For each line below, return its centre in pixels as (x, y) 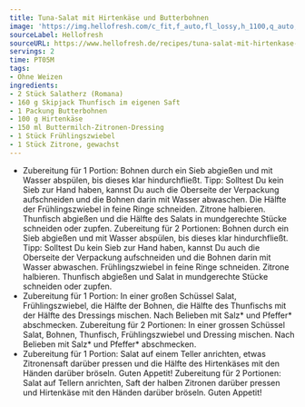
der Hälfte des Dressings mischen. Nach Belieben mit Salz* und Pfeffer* (157, 315)
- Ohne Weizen (36, 77)
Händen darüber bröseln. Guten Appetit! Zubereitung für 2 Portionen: (152, 372)
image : (22, 26)
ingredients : (34, 85)
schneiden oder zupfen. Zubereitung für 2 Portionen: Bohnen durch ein (155, 228)
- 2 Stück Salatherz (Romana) (67, 94)
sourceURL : (30, 43)
